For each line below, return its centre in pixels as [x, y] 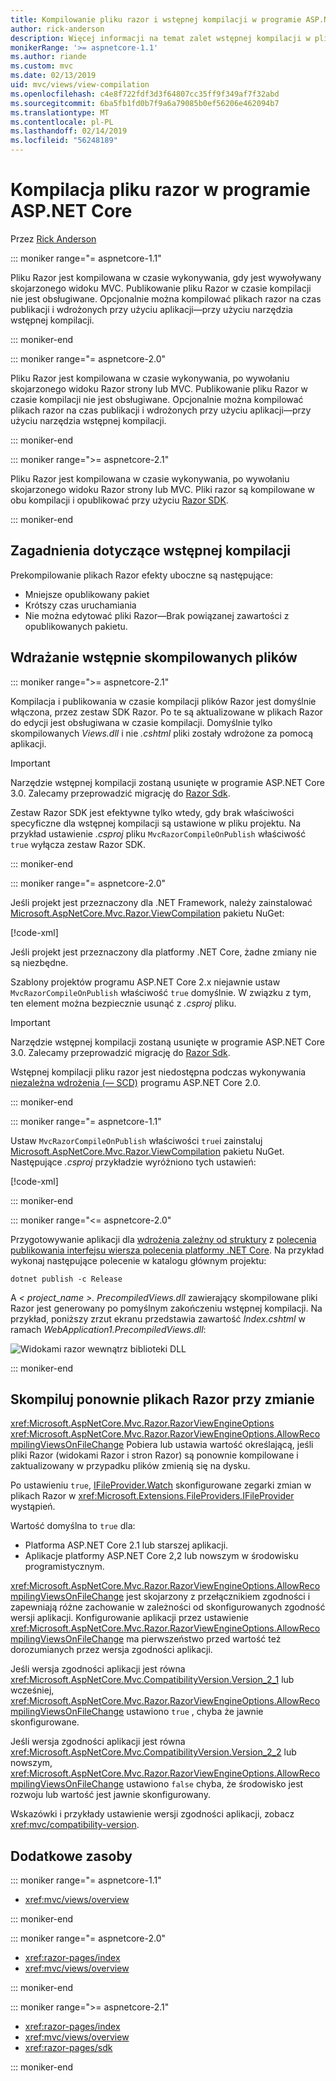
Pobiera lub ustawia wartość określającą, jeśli [220, 1445]
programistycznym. [64, 1567]
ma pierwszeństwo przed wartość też [204, 1639]
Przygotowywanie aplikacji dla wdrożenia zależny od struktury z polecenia [163, 1239]
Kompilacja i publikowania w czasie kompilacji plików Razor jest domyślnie [163, 701]
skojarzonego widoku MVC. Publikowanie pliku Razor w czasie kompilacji [161, 288]
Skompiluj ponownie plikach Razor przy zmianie [162, 1399]
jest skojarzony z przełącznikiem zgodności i [218, 1597]
